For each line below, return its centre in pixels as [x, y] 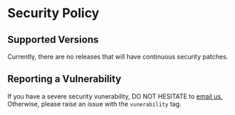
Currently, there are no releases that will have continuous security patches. [118, 56]
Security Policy [54, 13]
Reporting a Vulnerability [64, 79]
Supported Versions [53, 40]
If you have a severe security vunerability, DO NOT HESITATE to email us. [115, 96]
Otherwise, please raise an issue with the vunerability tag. [95, 104]
